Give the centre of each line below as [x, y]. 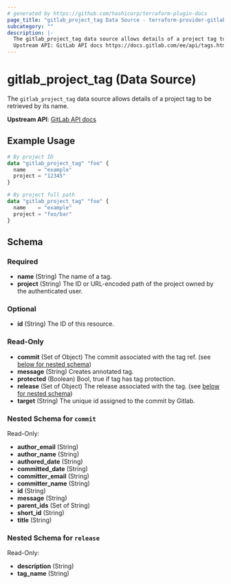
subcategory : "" [30, 26]
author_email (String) [48, 447]
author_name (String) [48, 455]
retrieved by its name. [38, 106]
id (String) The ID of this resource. [66, 324]
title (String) [34, 520]
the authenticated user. [50, 291]
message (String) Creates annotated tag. [75, 371]
